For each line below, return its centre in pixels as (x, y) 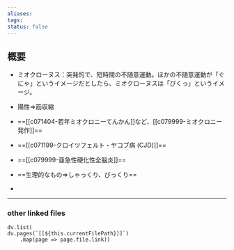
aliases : (20, 14)
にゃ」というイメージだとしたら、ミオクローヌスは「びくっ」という (115, 84)
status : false (28, 26)
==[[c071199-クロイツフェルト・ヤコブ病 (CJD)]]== (92, 145)
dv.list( (20, 228)
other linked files (37, 213)
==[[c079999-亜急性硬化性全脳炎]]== (72, 160)
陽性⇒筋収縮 (36, 107)
